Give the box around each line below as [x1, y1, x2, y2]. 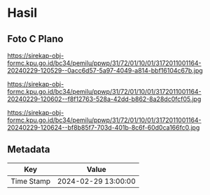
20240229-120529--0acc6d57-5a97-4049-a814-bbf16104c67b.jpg [7, 67, 203, 74]
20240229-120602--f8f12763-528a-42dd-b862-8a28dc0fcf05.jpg [7, 95, 202, 103]
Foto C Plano [7, 33, 64, 45]
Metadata [7, 144, 50, 156]
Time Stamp [10, 176, 51, 186]
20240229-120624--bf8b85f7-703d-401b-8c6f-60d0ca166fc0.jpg [7, 123, 200, 131]
